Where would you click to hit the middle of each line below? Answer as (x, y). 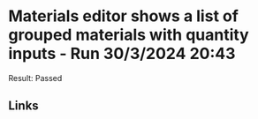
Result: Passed (35, 78)
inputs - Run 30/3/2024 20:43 (122, 54)
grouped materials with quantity (129, 35)
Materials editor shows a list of (124, 16)
